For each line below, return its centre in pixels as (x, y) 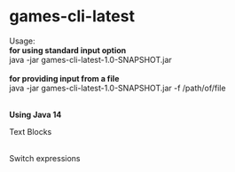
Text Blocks (31, 131)
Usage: (22, 41)
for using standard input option (68, 50)
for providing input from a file (64, 78)
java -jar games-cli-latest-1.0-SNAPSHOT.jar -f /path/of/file (117, 88)
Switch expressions (45, 158)
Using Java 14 (35, 114)
